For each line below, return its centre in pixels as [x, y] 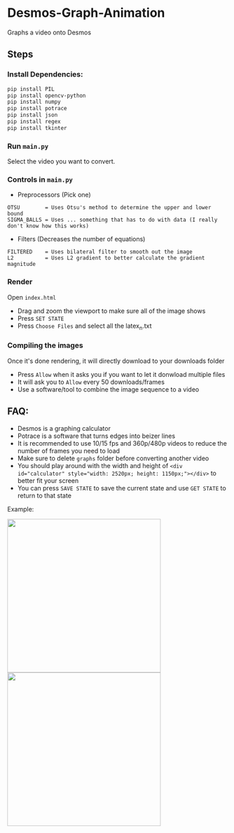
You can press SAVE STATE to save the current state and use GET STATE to [122, 488]
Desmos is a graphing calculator [64, 428]
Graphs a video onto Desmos [49, 32]
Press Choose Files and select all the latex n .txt [84, 326]
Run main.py [28, 146]
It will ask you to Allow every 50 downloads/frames [91, 382]
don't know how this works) [48, 226]
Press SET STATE [41, 318]
